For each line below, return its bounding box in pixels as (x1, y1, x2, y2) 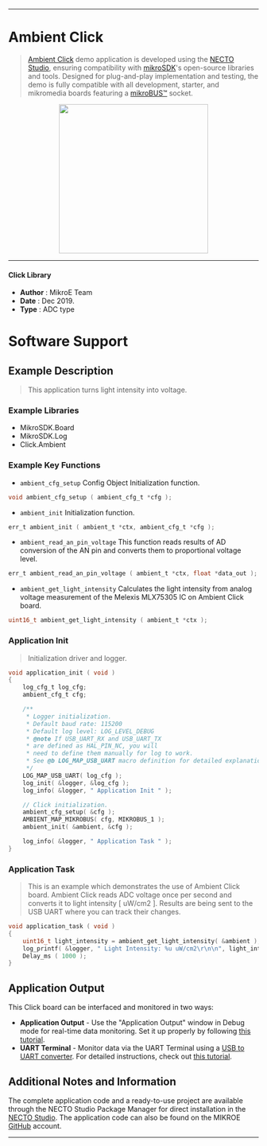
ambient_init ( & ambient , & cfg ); (22, 823, 133, 831)
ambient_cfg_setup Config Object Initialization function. (19, 478, 200, 488)
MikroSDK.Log (19, 431, 68, 441)
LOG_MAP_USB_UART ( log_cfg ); (22, 771, 123, 779)
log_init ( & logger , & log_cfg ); (22, 779, 130, 787)
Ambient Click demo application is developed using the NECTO (27, 54, 234, 64)
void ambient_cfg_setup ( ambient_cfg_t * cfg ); (8, 493, 172, 501)
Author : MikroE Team (19, 288, 93, 297)
